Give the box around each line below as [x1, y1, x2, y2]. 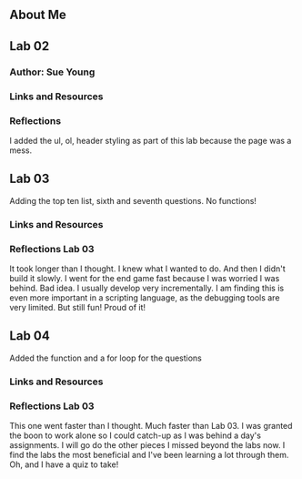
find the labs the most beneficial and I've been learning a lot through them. [9, 449, 289, 460]
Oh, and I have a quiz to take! [9, 459, 119, 470]
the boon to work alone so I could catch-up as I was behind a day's [9, 430, 262, 441]
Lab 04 [9, 328, 50, 344]
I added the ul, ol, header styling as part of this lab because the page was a [9, 135, 292, 146]
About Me [9, 7, 66, 23]
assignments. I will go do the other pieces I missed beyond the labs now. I [9, 439, 286, 450]
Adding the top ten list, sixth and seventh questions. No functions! [9, 195, 257, 206]
